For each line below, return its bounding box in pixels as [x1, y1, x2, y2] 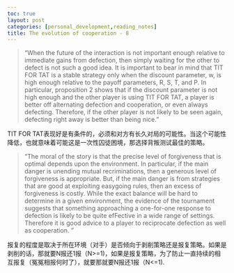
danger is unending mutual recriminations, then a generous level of [24, 167, 217, 175]
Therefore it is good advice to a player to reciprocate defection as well [24, 219, 226, 227]
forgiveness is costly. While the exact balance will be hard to [24, 189, 198, 198]
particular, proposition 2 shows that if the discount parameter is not [24, 86, 218, 94]
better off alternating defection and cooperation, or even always [24, 100, 208, 109]
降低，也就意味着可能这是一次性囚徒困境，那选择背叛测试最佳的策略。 [7, 139, 209, 147]
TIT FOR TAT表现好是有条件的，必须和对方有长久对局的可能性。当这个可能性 [7, 130, 227, 138]
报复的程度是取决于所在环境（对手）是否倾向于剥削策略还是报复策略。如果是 [7, 241, 227, 249]
